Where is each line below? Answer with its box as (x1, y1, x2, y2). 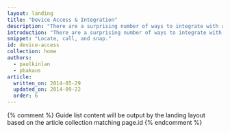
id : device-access (7, 42, 60, 48)
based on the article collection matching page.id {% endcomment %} (7, 119, 203, 126)
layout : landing (7, 10, 53, 17)
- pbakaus (13, 67, 41, 74)
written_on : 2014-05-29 (13, 80, 81, 87)
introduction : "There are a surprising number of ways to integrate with (7, 29, 222, 36)
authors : (7, 55, 32, 61)
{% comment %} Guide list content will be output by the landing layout (7, 111, 205, 119)
